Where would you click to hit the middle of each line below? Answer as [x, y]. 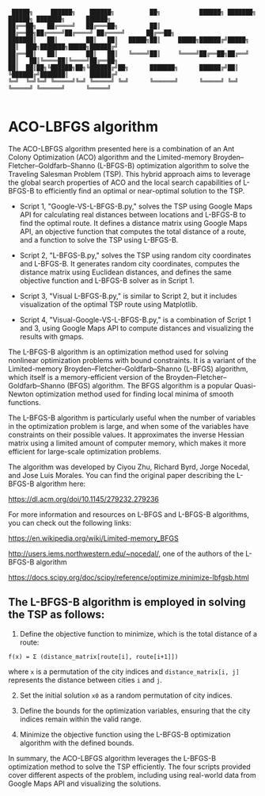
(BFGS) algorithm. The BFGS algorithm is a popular [150, 385]
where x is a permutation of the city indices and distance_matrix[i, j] [124, 672]
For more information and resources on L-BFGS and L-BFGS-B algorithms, [129, 514]
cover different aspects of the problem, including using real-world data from [132, 775]
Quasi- [245, 385]
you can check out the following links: [70, 522]
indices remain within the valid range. [81, 719]
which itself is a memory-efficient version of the [86, 377]
